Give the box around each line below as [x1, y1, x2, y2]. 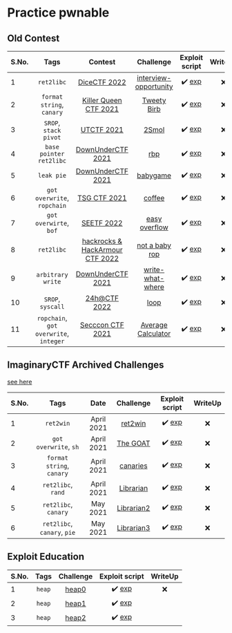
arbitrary [36, 271, 68, 278]
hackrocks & [81, 236, 123, 246]
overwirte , [35, 218, 70, 227]
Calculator [137, 329, 171, 338]
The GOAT [117, 438, 151, 448]
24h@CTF [85, 294, 119, 303]
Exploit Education [7, 551, 85, 563]
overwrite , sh [36, 442, 79, 451]
